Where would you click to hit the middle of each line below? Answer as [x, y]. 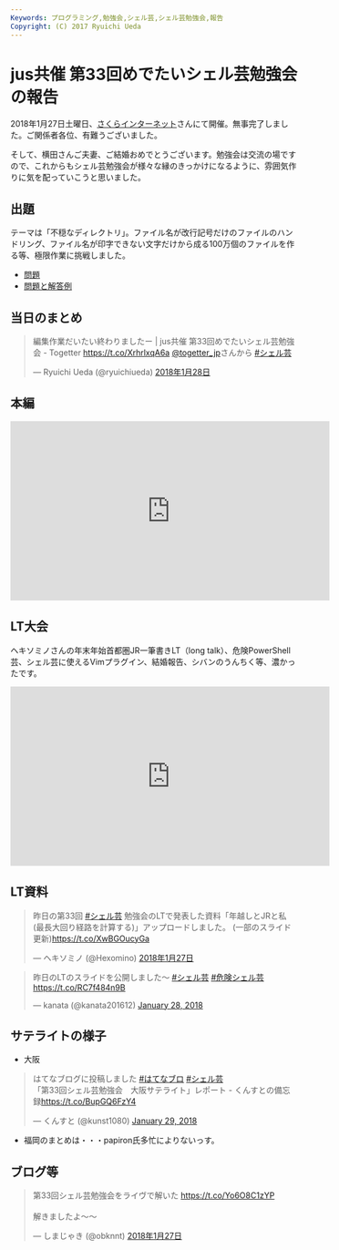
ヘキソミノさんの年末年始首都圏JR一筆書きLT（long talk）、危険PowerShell [150, 650]
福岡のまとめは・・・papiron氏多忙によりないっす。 [121, 1141]
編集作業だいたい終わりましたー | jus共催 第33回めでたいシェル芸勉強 [164, 342]
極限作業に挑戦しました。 [82, 255]
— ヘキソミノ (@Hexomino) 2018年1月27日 [113, 958]
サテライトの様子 [58, 1035]
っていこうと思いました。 [98, 178]
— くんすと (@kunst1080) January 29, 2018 [115, 1121]
